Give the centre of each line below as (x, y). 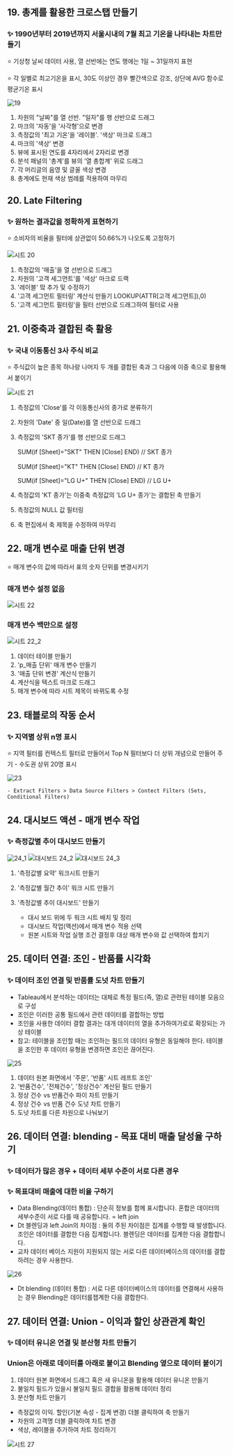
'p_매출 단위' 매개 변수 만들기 (57, 665)
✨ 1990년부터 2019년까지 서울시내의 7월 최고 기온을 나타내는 (104, 34)
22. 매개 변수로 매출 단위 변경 (66, 549)
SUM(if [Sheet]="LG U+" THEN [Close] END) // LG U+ (94, 481)
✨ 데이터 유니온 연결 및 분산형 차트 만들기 (72, 1343)
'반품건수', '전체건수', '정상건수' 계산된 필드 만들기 (85, 1086)
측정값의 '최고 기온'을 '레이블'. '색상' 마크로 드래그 (85, 134)
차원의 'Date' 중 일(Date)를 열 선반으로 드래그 (79, 422)
